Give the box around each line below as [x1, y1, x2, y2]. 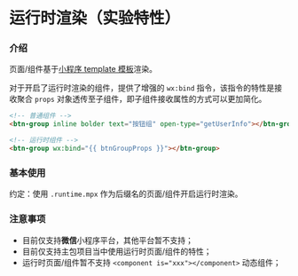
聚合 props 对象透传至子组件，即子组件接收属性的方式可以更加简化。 [16, 94, 267, 105]
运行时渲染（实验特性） [9, 8, 181, 28]
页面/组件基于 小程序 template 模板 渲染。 [9, 64, 158, 75]
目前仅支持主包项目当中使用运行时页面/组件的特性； [21, 246, 212, 256]
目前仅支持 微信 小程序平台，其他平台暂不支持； [21, 234, 193, 245]
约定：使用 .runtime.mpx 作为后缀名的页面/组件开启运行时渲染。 [9, 188, 243, 200]
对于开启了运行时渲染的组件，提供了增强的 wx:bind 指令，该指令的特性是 [9, 83, 275, 93]
